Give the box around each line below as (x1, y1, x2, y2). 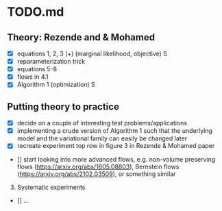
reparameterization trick (16, 58, 86, 66)
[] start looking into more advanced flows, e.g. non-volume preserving (16, 156, 216, 164)
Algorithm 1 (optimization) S (16, 80, 96, 89)
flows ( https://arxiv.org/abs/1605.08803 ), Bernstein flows (16, 162, 180, 171)
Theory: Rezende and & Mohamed (7, 32, 156, 43)
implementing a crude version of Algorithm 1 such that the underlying (16, 127, 212, 135)
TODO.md (7, 4, 64, 20)
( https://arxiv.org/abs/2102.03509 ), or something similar (16, 170, 176, 178)
